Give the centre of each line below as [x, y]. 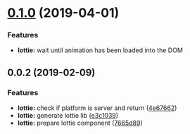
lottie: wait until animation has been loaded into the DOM [100, 50]
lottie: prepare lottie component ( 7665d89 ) [80, 123]
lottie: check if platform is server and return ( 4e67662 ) [97, 108]
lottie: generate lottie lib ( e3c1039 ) [68, 116]
